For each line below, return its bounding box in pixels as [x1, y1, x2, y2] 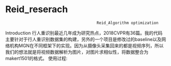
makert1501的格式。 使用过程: [5, 55, 68, 61]
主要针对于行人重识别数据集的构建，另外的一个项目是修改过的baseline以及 [5, 36, 162, 42]
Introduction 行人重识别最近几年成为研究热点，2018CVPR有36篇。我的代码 [5, 29, 163, 36]
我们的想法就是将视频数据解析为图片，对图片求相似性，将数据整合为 [5, 49, 149, 55]
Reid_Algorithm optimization [96, 20, 159, 25]
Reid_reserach [5, 4, 68, 15]
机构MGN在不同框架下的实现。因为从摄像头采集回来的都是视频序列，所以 [9, 42, 164, 49]
